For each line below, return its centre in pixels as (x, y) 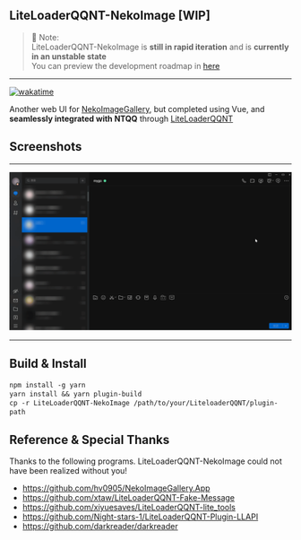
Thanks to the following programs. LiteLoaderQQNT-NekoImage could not (146, 461)
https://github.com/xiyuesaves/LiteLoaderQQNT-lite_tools (129, 508)
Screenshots (46, 147)
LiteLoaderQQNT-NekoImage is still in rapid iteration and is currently (160, 47)
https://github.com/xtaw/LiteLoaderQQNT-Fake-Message (129, 498)
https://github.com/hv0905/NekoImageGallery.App (116, 488)
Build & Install (48, 364)
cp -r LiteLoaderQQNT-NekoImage (69, 404)
